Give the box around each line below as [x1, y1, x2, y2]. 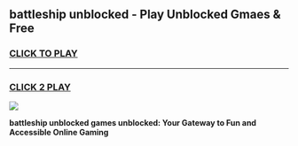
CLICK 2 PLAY [9, 81, 71, 93]
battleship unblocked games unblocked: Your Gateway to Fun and [9, 117, 257, 127]
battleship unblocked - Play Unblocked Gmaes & [9, 7, 281, 22]
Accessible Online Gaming [9, 127, 109, 137]
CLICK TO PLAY [9, 48, 78, 60]
